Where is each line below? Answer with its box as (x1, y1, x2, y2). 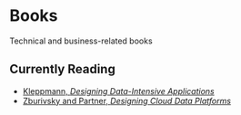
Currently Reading (9, 62, 115, 77)
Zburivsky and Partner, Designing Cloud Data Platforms (22, 95, 232, 106)
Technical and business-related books (9, 35, 153, 46)
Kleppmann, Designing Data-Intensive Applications (22, 85, 216, 96)
